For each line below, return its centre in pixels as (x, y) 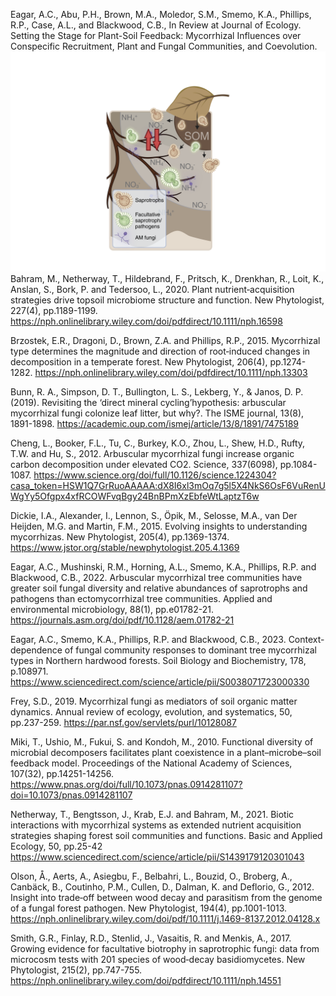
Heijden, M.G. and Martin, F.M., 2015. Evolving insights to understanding (159, 526)
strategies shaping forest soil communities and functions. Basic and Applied (166, 836)
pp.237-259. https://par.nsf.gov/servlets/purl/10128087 (123, 723)
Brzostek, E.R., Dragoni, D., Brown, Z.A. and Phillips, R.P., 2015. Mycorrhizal (165, 341)
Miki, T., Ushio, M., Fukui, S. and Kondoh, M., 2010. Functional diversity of (162, 742)
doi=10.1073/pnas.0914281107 (71, 795)
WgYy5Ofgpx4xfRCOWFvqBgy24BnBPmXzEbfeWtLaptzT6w (135, 496)
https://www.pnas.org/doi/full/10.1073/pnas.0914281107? (126, 785)
